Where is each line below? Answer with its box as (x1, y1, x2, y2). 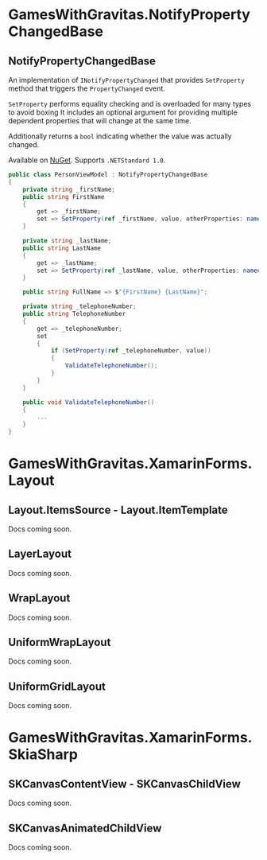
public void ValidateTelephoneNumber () (22, 398, 155, 407)
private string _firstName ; (22, 185, 115, 193)
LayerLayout (8, 547, 72, 561)
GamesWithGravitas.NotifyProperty (8, 6, 250, 24)
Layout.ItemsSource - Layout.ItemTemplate (8, 503, 228, 516)
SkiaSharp (8, 745, 78, 764)
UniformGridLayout (8, 679, 106, 693)
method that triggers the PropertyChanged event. (8, 84, 165, 93)
